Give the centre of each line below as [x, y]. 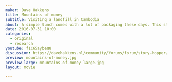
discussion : [18, 53]
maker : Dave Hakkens [27, 10]
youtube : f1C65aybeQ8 [28, 48]
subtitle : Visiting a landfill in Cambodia [52, 19]
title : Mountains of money [34, 15]
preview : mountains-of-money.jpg [41, 58]
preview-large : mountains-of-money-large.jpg [55, 63]
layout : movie [20, 67]
